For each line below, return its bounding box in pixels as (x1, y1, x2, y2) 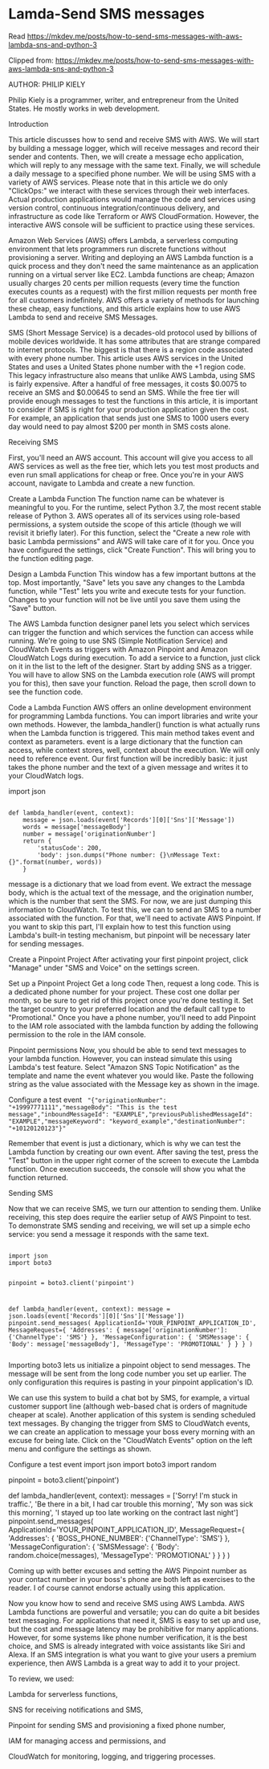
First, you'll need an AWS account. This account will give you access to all (8, 453, 254, 462)
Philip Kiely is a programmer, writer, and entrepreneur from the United (8, 95, 239, 104)
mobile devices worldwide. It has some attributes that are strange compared (8, 336, 261, 346)
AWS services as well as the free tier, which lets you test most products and (8, 461, 259, 470)
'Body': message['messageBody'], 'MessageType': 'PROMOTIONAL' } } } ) (8, 1340, 253, 1348)
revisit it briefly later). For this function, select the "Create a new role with (8, 527, 251, 538)
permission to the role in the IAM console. (8, 1029, 146, 1039)
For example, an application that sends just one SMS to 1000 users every (8, 413, 250, 422)
